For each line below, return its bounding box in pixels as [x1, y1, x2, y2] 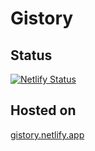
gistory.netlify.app [10, 128, 85, 141]
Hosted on [10, 102, 77, 119]
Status [10, 47, 53, 64]
